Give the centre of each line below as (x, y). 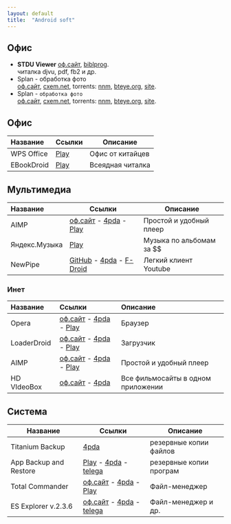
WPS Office (29, 154)
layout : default (30, 13)
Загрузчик (138, 343)
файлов (163, 451)
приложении (142, 387)
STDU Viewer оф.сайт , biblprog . (63, 64)
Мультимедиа (39, 189)
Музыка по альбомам (180, 240)
